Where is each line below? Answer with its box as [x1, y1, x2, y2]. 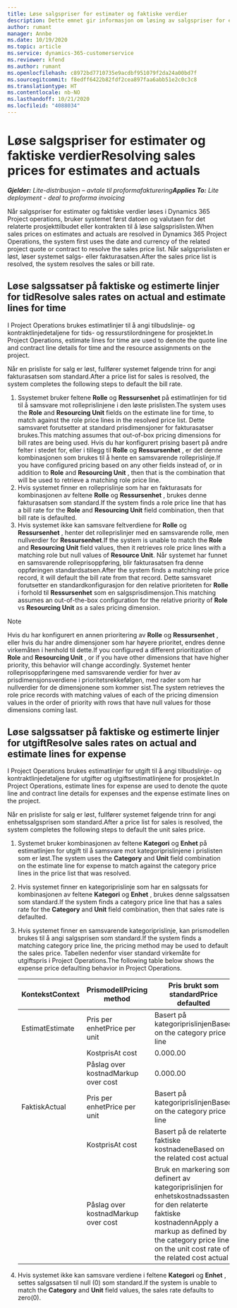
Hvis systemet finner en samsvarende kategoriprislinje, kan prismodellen [17, 926, 230, 935]
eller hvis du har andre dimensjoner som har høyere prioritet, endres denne [7, 638, 226, 647]
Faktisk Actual [20, 1102, 66, 1112]
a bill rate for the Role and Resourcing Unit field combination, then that [17, 505, 224, 514]
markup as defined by [154, 1226, 227, 1236]
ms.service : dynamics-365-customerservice [7, 50, 134, 57]
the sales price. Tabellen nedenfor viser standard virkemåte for [17, 949, 201, 957]
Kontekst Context [20, 990, 80, 1000]
